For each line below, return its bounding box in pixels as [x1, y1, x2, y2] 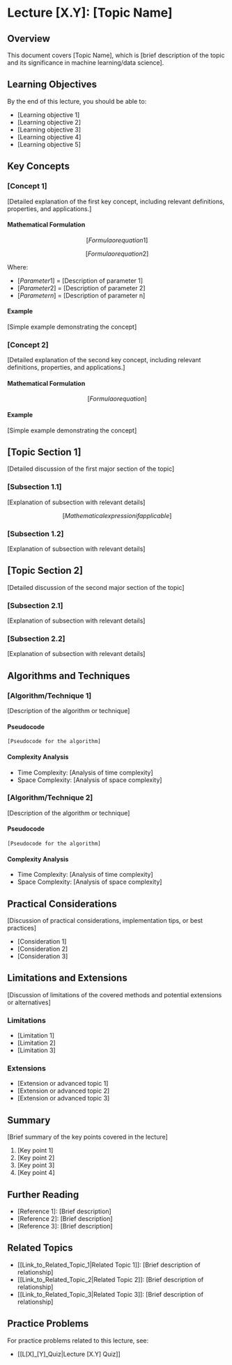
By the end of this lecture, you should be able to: [7, 97, 147, 105]
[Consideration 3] [17, 952, 68, 960]
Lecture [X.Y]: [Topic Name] [7, 5, 173, 21]
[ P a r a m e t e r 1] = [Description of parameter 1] [17, 276, 144, 285]
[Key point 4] [17, 1169, 55, 1177]
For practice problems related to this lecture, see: [7, 1336, 149, 1345]
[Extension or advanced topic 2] [17, 1086, 110, 1095]
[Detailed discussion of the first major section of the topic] [7, 465, 175, 473]
